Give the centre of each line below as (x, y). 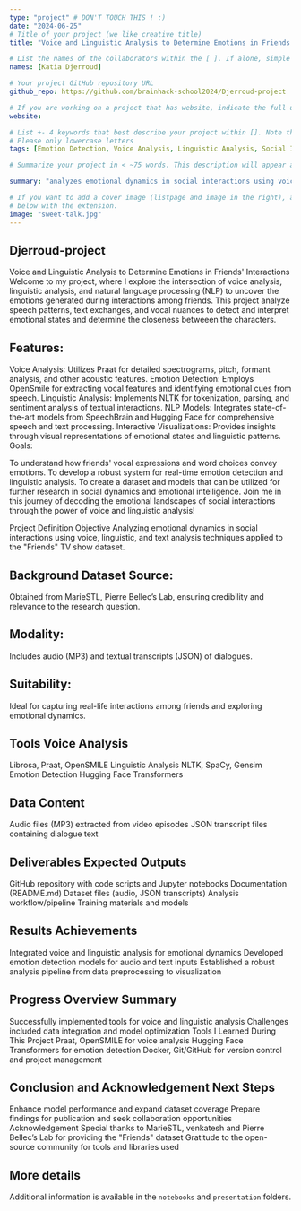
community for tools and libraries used (108, 1147)
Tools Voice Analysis (69, 744)
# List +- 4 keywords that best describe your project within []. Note (146, 132)
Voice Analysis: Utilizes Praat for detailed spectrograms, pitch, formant (140, 369)
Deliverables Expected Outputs (98, 862)
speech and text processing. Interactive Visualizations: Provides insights (142, 427)
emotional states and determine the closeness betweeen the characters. (143, 320)
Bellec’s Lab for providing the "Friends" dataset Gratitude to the (126, 1137)
